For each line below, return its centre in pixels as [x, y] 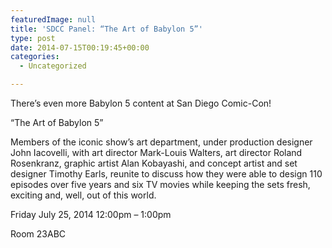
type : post [33, 38]
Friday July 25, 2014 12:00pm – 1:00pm [91, 214]
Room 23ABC [38, 234]
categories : [35, 57]
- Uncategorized [53, 66]
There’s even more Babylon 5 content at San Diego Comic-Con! [141, 103]
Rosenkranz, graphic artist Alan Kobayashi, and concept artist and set [154, 163]
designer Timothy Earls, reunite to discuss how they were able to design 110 [166, 174]
